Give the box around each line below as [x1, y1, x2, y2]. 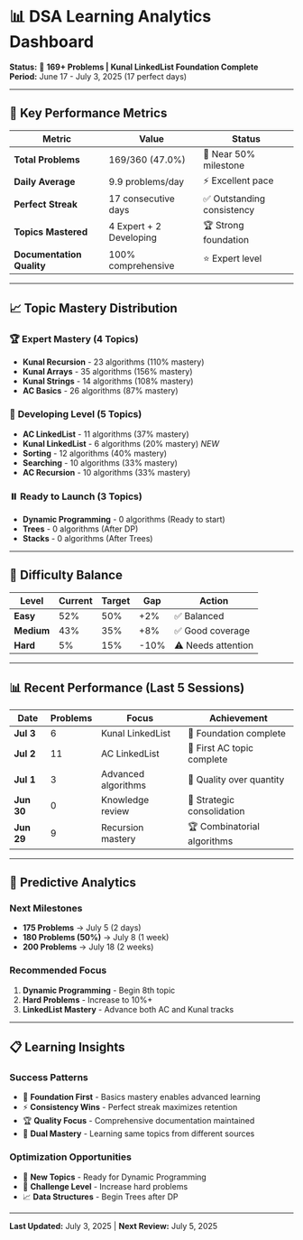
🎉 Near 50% [202, 147, 255, 160]
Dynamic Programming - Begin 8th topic [22, 985, 176, 995]
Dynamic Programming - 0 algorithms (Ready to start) [22, 514, 225, 525]
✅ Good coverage [174, 624, 251, 636]
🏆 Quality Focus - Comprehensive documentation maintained [22, 1115, 255, 1126]
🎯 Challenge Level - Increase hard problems [22, 1180, 188, 1191]
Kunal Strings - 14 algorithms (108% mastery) [22, 375, 194, 387]
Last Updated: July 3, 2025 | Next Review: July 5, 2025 [9, 1220, 218, 1231]
